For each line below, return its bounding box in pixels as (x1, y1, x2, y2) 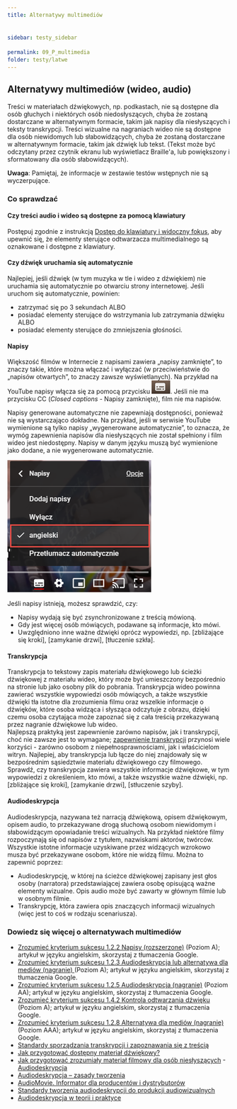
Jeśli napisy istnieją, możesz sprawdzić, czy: (7, 599, 138, 608)
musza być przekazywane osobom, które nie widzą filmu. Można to (7, 850, 204, 859)
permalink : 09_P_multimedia (7, 49, 91, 56)
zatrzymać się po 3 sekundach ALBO (17, 303, 126, 312)
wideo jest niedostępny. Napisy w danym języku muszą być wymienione (7, 439, 218, 447)
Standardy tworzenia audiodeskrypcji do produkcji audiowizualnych (17, 1086, 216, 1094)
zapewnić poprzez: (7, 857, 64, 866)
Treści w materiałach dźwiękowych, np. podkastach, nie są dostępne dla (7, 102, 219, 111)
